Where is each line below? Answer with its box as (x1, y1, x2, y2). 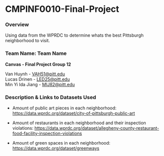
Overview (5, 21, 29, 28)
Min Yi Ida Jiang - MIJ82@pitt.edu (5, 81, 75, 87)
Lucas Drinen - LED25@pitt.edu (5, 76, 70, 82)
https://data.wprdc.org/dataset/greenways (12, 145, 100, 152)
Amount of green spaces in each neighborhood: (12, 140, 110, 146)
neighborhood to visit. (5, 38, 51, 44)
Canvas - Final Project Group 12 (5, 61, 71, 67)
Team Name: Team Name (5, 50, 67, 57)
